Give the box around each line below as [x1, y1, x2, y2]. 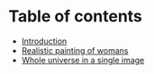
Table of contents [8, 6, 143, 27]
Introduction [21, 36, 68, 46]
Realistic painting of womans [21, 45, 129, 55]
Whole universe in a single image [21, 54, 145, 65]
